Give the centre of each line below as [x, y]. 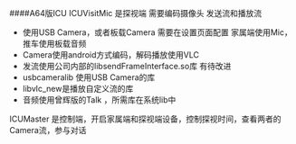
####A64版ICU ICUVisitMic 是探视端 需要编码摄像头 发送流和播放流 [136, 13]
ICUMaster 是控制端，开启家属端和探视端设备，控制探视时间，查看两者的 [146, 119]
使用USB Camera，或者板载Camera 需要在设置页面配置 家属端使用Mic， [157, 32]
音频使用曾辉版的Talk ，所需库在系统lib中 [99, 100]
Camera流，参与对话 [48, 130]
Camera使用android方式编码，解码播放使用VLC [110, 55]
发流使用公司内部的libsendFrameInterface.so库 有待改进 [127, 66]
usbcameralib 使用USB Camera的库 [89, 77]
